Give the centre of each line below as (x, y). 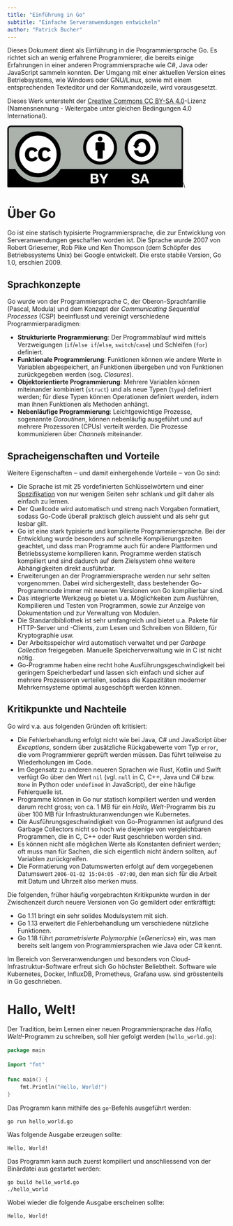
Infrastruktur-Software (39, 966)
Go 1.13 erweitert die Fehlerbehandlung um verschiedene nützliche (113, 923)
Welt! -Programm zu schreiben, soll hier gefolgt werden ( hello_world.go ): (112, 1036)
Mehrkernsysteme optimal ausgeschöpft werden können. (99, 687)
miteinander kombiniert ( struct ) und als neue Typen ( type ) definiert (114, 389)
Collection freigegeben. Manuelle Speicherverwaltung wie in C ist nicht (119, 650)
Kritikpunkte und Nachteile (67, 710)
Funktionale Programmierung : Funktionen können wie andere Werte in (119, 360)
